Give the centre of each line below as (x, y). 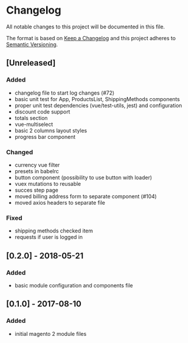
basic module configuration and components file (74, 285)
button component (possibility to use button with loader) (83, 177)
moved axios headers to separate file (60, 202)
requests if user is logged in (48, 237)
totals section (31, 118)
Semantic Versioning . (32, 44)
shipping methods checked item (54, 231)
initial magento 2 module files (51, 334)
